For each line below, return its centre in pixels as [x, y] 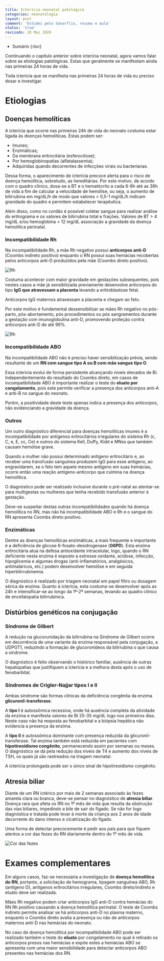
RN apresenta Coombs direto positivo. [44, 517]
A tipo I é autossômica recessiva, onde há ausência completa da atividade [80, 710]
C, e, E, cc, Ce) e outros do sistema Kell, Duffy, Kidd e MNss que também [79, 441]
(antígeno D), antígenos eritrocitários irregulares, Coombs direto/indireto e [80, 887]
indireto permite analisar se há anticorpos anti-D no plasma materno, [74, 912]
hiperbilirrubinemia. [25, 572]
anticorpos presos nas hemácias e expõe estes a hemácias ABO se [73, 942]
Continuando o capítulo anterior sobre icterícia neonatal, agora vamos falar [81, 56]
